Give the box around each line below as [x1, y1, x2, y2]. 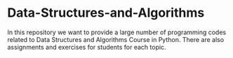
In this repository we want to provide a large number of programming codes [7, 28, 227, 36]
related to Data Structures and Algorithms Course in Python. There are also [7, 35, 225, 43]
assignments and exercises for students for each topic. [7, 43, 166, 51]
